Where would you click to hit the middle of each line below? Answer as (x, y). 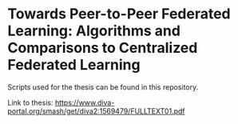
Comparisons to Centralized (103, 48)
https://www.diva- (85, 102)
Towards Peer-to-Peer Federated (119, 14)
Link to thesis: (30, 102)
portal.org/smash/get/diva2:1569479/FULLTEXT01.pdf (96, 111)
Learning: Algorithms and (94, 31)
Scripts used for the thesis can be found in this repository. (103, 87)
